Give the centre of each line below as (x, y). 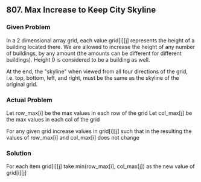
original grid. (22, 84)
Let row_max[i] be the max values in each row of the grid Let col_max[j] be (99, 113)
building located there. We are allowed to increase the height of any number (101, 47)
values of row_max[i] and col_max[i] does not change (73, 137)
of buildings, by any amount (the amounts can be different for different (94, 53)
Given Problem (28, 27)
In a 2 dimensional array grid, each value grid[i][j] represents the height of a (101, 40)
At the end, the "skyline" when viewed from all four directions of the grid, (97, 71)
